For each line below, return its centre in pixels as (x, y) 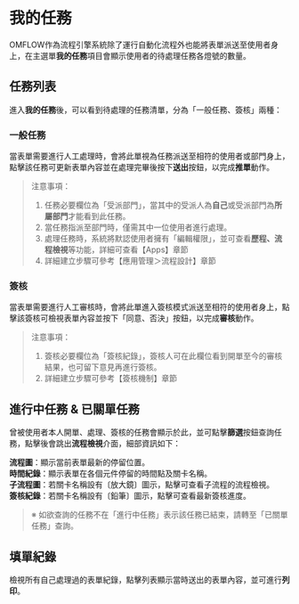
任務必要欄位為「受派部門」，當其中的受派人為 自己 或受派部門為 (159, 205)
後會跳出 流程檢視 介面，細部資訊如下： (110, 444)
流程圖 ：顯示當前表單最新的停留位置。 (79, 462)
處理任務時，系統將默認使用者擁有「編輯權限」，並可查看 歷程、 (159, 239)
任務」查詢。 (54, 526)
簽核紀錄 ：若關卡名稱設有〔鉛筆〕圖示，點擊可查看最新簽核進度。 (130, 496)
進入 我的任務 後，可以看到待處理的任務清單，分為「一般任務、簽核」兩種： (145, 110)
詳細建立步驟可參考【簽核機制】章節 (111, 379)
